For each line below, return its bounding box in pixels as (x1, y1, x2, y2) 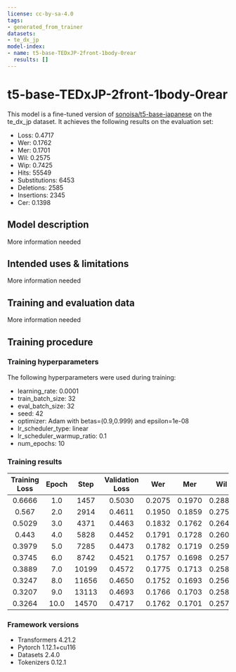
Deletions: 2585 (17, 183, 64, 192)
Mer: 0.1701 (17, 146, 51, 154)
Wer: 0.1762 (17, 138, 52, 147)
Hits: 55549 (17, 168, 52, 177)
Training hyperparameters (7, 357, 99, 367)
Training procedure (7, 336, 93, 348)
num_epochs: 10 (17, 439, 65, 447)
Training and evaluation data (7, 297, 135, 309)
